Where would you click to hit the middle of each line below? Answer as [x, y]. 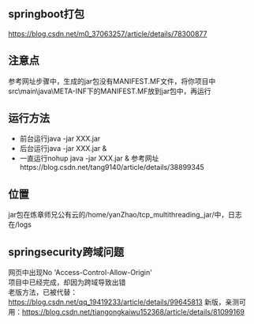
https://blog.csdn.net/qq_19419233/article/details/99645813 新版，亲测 [123, 302]
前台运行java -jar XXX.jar [60, 139]
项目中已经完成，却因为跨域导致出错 [67, 282]
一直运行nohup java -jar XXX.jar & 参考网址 [89, 158]
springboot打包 [47, 14]
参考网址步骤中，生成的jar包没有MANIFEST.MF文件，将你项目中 [112, 81]
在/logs [20, 224]
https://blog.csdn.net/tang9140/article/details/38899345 [112, 168]
